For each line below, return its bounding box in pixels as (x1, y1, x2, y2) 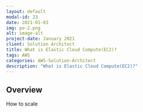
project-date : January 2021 (6, 36, 75, 42)
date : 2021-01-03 (6, 19, 49, 25)
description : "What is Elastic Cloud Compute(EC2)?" (6, 63, 138, 69)
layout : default (6, 8, 46, 15)
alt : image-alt (6, 30, 44, 36)
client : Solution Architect (6, 42, 75, 47)
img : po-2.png (6, 25, 41, 31)
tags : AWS (6, 52, 31, 58)
